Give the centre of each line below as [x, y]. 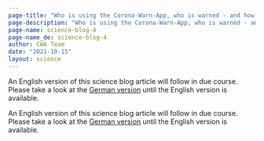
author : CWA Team [37, 45]
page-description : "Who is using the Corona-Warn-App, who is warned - [128, 23]
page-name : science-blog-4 [52, 30]
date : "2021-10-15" [40, 52]
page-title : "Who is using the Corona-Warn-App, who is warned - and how [132, 15]
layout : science [35, 60]
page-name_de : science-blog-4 [58, 37]
